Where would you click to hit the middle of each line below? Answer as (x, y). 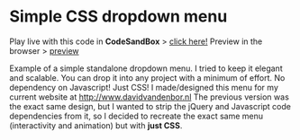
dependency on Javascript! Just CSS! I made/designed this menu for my (144, 87)
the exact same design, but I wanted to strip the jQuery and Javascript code (150, 106)
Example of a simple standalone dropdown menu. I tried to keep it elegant (146, 68)
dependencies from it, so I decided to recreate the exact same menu (136, 116)
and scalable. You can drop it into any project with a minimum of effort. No (147, 77)
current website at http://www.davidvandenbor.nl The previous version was (150, 97)
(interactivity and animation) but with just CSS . (96, 125)
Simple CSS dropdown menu (118, 17)
